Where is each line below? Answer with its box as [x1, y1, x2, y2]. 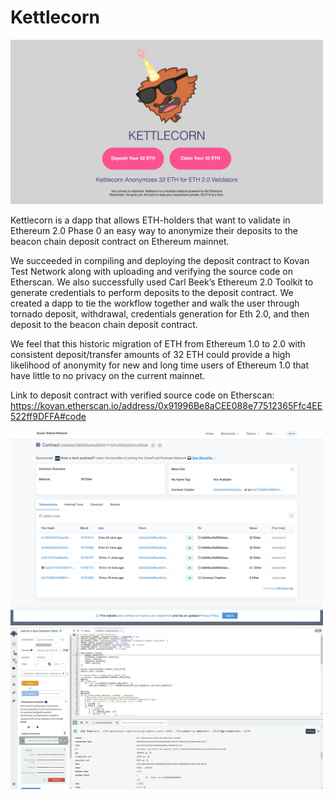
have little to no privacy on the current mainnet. [10, 369, 206, 381]
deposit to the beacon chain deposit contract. [10, 318, 198, 330]
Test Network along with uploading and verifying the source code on [10, 265, 294, 277]
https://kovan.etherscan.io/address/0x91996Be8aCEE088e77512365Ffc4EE [10, 399, 323, 411]
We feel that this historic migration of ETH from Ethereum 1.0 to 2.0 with [10, 337, 306, 350]
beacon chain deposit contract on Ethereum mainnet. [10, 235, 230, 247]
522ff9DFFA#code [10, 410, 87, 422]
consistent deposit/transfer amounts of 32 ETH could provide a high [10, 348, 291, 360]
